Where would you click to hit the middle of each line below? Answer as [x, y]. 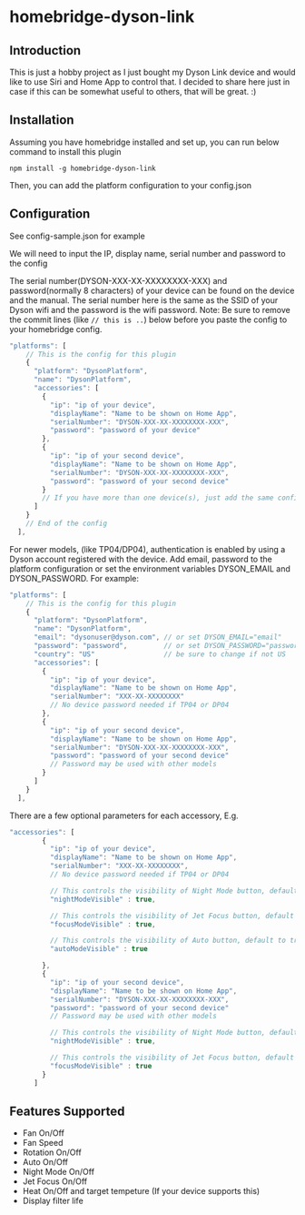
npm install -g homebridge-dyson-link [83, 168]
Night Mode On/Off [59, 1172]
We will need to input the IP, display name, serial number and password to [148, 253]
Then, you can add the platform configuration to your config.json [131, 185]
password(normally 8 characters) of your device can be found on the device [152, 290]
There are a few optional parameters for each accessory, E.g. [124, 815]
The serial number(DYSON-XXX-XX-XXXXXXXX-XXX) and [118, 280]
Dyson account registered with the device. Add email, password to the [141, 559]
